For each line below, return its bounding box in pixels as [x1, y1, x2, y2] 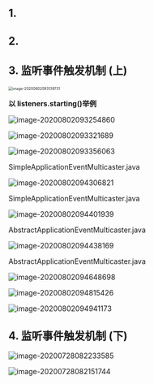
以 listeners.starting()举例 [8, 98, 97, 108]
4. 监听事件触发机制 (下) [8, 329, 128, 343]
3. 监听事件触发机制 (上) [8, 64, 128, 78]
